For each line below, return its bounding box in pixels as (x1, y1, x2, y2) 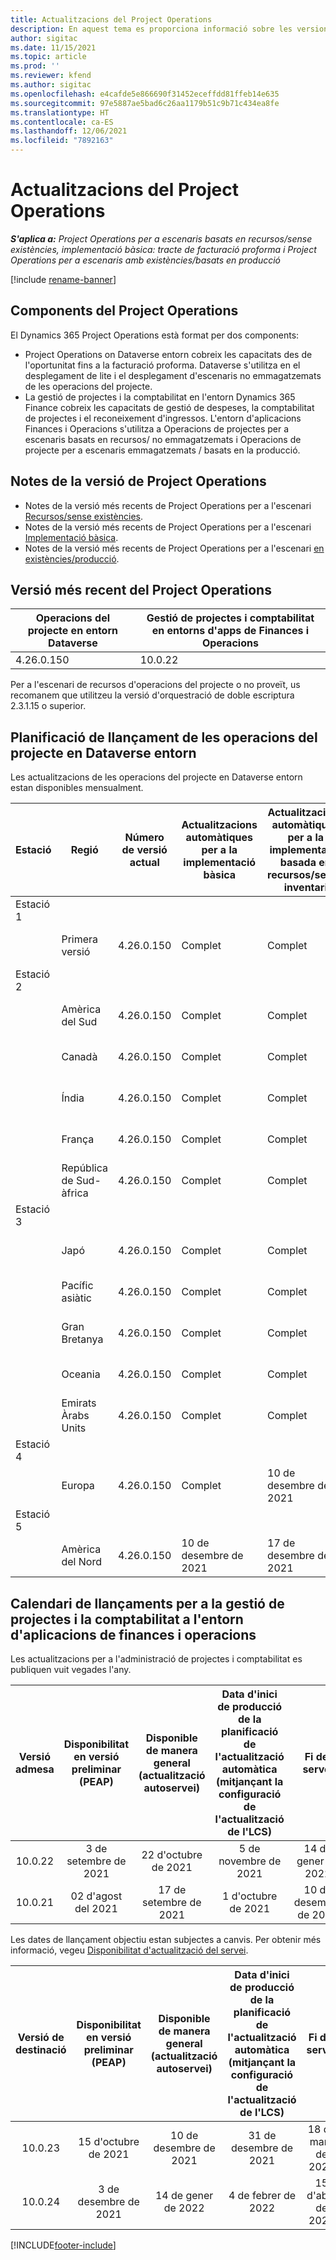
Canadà (61, 1050, 98, 1064)
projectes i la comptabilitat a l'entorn (10, 1611, 244, 1628)
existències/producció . (24, 552, 120, 565)
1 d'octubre (222, 1889, 278, 1903)
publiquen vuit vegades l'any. (10, 1664, 132, 1675)
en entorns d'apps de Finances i (151, 624, 310, 638)
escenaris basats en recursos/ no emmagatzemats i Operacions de (24, 433, 302, 445)
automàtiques (185, 831, 253, 845)
